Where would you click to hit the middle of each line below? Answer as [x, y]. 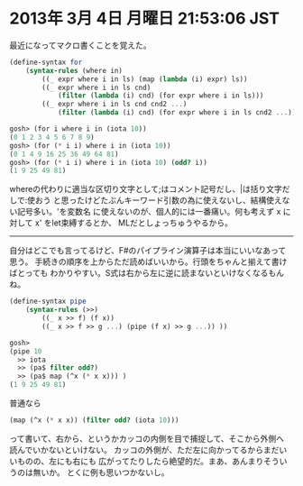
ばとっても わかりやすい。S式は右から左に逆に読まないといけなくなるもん [147, 273]
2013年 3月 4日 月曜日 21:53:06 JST [144, 18]
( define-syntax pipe [48, 302]
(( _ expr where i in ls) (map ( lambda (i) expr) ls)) [145, 79]
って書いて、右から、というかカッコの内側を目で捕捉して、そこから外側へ [147, 438]
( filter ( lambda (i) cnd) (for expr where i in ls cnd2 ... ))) [179, 113]
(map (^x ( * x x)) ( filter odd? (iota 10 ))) [94, 420]
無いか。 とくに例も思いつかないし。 [101, 472]
